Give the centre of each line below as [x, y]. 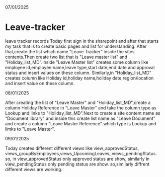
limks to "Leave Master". [30, 129]
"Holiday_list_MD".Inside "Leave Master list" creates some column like [77, 62]
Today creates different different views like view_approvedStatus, [72, 148]
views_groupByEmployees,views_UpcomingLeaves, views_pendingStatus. [81, 153]
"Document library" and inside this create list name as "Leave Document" [80, 118]
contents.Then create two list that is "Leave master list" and [66, 57]
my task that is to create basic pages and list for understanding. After [76, 46]
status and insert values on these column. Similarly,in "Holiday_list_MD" [78, 73]
